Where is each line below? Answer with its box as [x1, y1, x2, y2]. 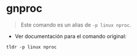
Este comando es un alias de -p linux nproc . [20, 21, 132, 28]
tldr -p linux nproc [6, 44, 58, 50]
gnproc [6, 2, 43, 15]
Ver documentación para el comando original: [14, 32, 127, 39]
